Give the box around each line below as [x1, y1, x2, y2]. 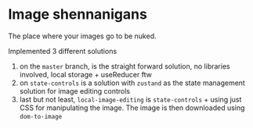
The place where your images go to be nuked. [8, 31, 157, 41]
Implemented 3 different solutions [8, 46, 117, 55]
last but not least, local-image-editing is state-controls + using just [19, 94, 242, 104]
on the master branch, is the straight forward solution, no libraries [19, 61, 230, 71]
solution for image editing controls [19, 86, 131, 95]
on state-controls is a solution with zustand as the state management [19, 78, 245, 87]
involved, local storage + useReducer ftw [19, 69, 153, 79]
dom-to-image [19, 112, 63, 120]
